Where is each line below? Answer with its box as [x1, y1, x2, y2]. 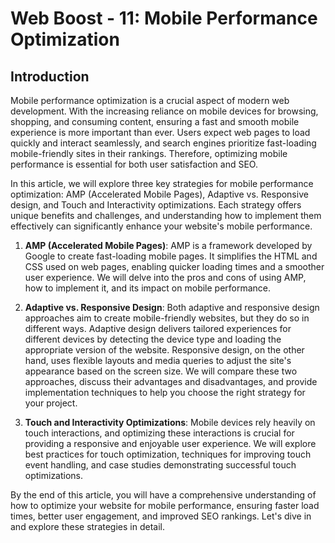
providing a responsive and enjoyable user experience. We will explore [24, 438, 317, 449]
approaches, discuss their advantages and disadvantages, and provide [24, 376, 318, 387]
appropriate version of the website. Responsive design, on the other [24, 344, 305, 356]
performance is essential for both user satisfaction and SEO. [10, 158, 258, 170]
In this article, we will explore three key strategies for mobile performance [10, 178, 314, 189]
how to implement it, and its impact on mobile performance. [24, 282, 272, 294]
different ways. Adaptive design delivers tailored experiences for [24, 323, 292, 334]
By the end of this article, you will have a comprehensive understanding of [10, 489, 317, 501]
